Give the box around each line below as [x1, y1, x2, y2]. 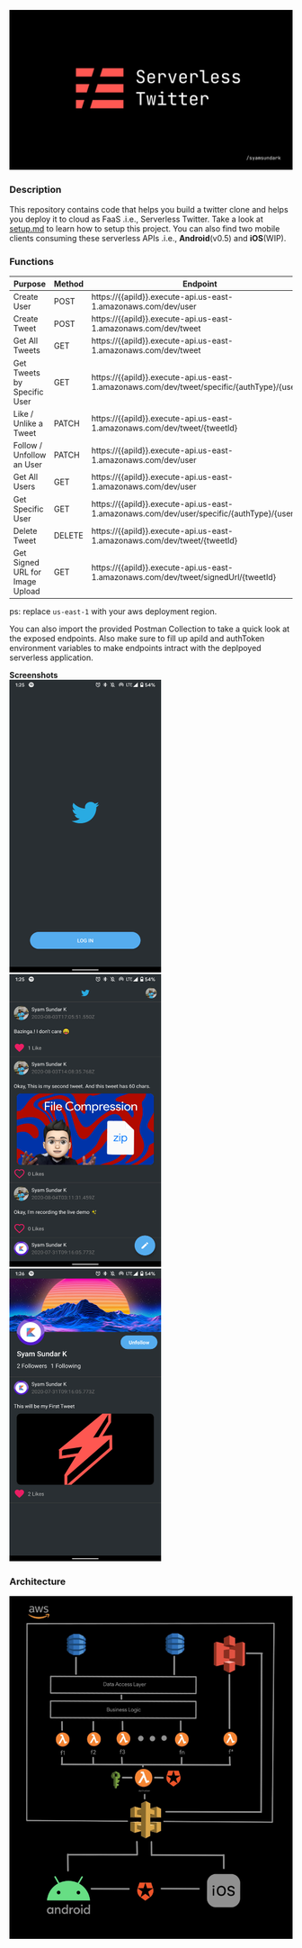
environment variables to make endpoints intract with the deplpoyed [9, 642, 262, 653]
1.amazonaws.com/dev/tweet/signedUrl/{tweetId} [91, 571, 277, 582]
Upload [13, 586, 40, 597]
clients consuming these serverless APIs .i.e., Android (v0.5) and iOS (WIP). [9, 232, 287, 243]
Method [53, 278, 84, 289]
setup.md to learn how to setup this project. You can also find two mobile [9, 222, 280, 234]
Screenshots [9, 669, 58, 680]
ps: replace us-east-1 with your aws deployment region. [9, 605, 218, 617]
